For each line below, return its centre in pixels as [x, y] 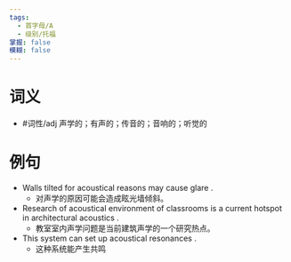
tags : [19, 17]
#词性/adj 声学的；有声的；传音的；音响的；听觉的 [114, 123]
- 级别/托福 [36, 34]
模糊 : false [30, 51]
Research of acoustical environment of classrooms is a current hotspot [152, 208]
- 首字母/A [35, 26]
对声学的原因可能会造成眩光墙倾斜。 [102, 198]
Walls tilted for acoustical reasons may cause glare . [117, 188]
